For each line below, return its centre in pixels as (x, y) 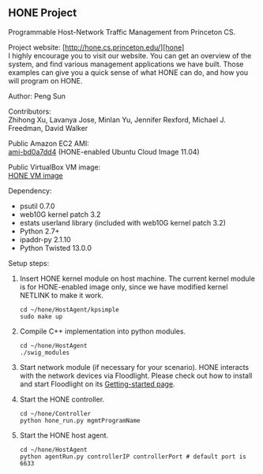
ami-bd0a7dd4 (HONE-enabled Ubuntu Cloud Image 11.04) (104, 151)
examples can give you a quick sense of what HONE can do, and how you (128, 72)
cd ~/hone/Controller (55, 413)
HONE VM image (36, 175)
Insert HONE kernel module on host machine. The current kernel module (137, 278)
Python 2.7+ (39, 231)
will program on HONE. (45, 80)
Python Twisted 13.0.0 (56, 248)
